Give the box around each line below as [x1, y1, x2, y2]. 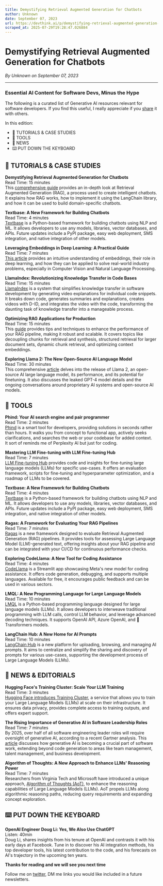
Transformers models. [5, 622, 49, 627]
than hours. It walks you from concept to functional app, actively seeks [5, 430, 147, 435]
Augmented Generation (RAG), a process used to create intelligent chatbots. [5, 190, 157, 196]
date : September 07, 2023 [5, 16, 57, 21]
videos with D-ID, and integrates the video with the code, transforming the [5, 301, 154, 307]
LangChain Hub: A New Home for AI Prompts [5, 631, 97, 637]
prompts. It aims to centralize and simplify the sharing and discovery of [5, 646, 147, 653]
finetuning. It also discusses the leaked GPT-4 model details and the [5, 377, 142, 383]
